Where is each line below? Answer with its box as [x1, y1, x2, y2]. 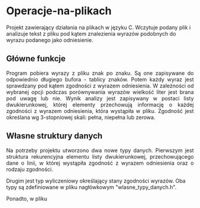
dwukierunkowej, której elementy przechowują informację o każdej [6, 101, 194, 108]
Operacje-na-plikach [6, 4, 112, 18]
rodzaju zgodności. [6, 165, 54, 173]
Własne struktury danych [6, 131, 103, 141]
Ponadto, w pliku [6, 195, 48, 202]
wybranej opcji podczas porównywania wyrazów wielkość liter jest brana [6, 88, 194, 96]
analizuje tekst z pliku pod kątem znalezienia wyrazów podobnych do [6, 30, 177, 37]
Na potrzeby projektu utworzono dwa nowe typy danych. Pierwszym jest [6, 147, 194, 154]
